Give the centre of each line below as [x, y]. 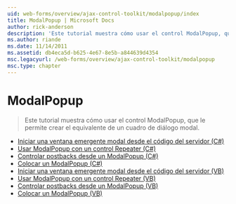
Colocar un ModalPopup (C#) [60, 163]
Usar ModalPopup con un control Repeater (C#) [87, 149]
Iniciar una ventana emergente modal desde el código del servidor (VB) [121, 171]
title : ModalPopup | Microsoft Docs [61, 20]
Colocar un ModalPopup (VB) [60, 193]
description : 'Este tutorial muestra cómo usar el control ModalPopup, [114, 33]
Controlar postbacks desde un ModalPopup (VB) [88, 186]
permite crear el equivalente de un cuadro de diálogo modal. [112, 128]
